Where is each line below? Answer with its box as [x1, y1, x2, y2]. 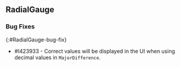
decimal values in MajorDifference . [14, 53, 101, 61]
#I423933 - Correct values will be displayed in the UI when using [14, 47, 175, 55]
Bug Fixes [5, 23, 35, 31]
